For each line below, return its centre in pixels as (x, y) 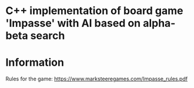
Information (35, 62)
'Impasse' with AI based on (73, 23)
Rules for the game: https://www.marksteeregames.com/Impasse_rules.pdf (97, 79)
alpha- (159, 23)
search (48, 36)
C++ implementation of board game (94, 11)
